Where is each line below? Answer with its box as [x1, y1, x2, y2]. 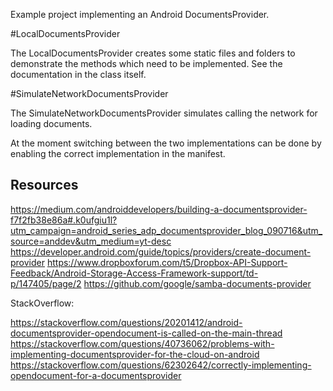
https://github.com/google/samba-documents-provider [83, 277, 312, 289]
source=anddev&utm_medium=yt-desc [10, 235, 172, 247]
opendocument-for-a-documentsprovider [10, 369, 182, 381]
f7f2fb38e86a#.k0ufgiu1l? [10, 214, 118, 226]
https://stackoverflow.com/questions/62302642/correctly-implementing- [10, 359, 312, 371]
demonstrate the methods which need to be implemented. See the [10, 58, 283, 69]
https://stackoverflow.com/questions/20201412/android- [10, 316, 243, 328]
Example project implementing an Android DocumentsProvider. [10, 9, 270, 20]
